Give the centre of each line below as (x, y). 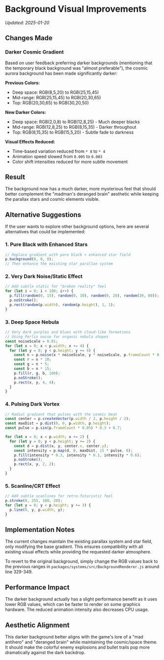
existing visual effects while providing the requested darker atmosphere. (78, 552)
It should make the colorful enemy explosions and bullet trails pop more (77, 647)
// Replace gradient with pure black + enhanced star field (68, 255)
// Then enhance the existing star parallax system (59, 264)
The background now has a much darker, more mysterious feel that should (81, 189)
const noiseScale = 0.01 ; (31, 341)
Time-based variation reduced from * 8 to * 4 (59, 151)
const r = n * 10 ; (33, 359)
